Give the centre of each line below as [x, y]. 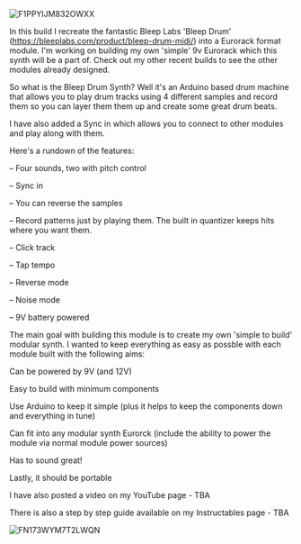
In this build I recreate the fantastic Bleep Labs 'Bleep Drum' [120, 31]
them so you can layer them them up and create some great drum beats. [143, 106]
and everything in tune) [53, 416]
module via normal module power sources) [89, 443]
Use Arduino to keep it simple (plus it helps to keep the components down [146, 406]
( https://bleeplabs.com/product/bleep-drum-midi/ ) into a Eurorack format [145, 41]
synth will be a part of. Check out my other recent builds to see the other [144, 60]
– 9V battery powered [49, 317]
